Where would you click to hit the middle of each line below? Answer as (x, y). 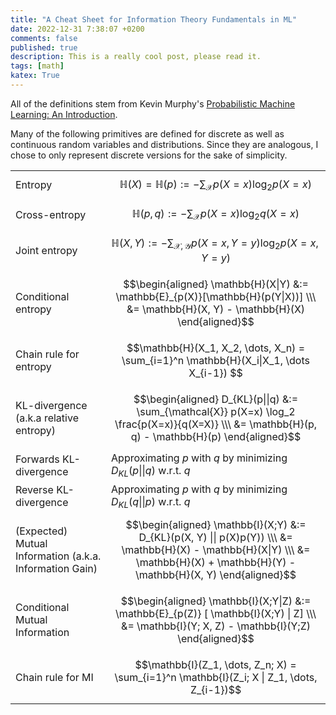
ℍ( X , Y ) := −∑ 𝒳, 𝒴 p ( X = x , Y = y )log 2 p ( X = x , (215, 244)
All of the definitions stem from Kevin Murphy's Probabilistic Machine (153, 103)
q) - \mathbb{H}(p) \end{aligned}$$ (216, 437)
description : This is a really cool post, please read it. (136, 57)
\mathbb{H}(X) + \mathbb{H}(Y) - (216, 562)
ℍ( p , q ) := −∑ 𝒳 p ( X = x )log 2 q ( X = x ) (216, 215)
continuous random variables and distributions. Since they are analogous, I (164, 144)
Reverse (34, 490)
